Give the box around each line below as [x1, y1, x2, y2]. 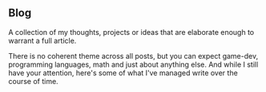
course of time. [8, 76, 58, 86]
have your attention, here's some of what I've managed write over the [8, 67, 238, 78]
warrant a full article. [8, 36, 77, 45]
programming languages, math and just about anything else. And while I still [8, 59, 259, 69]
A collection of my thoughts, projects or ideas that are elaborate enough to [8, 27, 255, 36]
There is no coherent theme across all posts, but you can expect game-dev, [8, 51, 259, 60]
